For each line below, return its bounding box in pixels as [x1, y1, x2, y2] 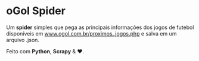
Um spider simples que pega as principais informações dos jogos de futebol [6, 24, 194, 31]
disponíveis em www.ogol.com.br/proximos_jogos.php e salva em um [6, 30, 177, 37]
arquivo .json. [6, 36, 40, 43]
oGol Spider [6, 4, 66, 18]
